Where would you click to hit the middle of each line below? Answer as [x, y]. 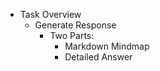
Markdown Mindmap [107, 46]
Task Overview [50, 14]
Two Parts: [72, 35]
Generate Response [75, 25]
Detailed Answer [98, 57]
